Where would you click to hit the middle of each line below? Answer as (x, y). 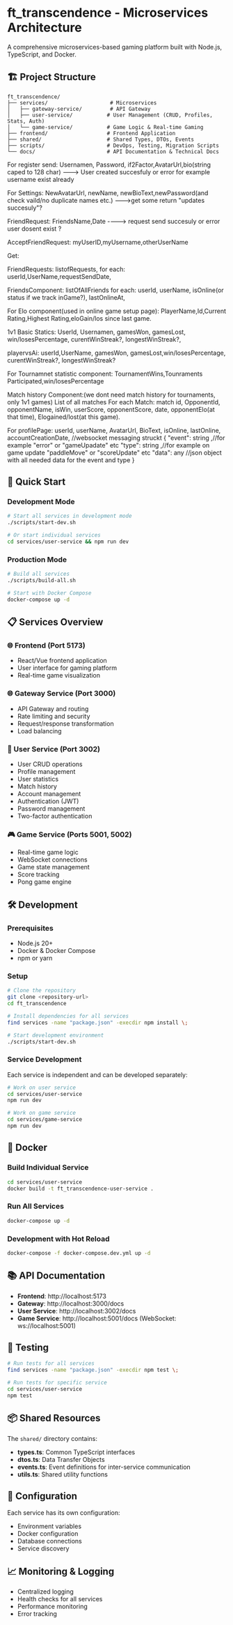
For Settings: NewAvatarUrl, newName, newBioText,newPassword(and (108, 192)
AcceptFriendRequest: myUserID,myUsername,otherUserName (98, 242)
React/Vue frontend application (62, 661)
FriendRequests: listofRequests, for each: (66, 269)
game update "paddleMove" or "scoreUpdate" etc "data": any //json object (115, 452)
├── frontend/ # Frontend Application (91, 133)
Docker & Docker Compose (56, 951)
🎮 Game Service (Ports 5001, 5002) (70, 834)
